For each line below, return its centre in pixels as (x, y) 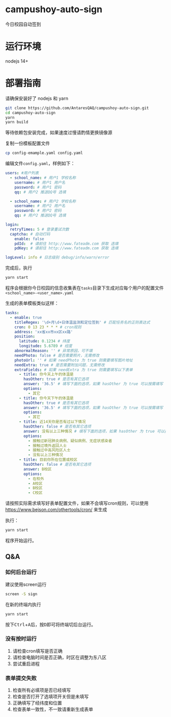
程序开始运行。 (21, 541)
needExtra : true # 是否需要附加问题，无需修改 (60, 365)
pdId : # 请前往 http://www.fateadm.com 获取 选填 (66, 244)
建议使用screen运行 (26, 584)
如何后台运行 (21, 572)
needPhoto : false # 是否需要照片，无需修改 (57, 355)
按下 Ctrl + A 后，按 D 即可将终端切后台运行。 (50, 624)
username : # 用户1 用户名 (40, 182)
